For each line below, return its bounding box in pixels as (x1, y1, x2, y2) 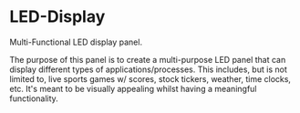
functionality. (9, 93, 59, 104)
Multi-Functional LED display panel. (9, 36, 143, 47)
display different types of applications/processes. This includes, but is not (9, 64, 287, 75)
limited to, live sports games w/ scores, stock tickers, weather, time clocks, (9, 73, 292, 84)
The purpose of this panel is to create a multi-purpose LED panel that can (9, 54, 286, 65)
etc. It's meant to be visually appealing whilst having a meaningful (9, 83, 257, 94)
